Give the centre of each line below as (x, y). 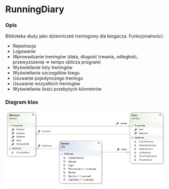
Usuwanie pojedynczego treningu (48, 78)
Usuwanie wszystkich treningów (46, 84)
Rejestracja (24, 46)
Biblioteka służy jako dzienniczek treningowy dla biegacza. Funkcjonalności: (85, 36)
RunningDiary (35, 9)
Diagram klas (22, 102)
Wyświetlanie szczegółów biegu (46, 73)
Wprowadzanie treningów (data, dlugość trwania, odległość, (75, 57)
